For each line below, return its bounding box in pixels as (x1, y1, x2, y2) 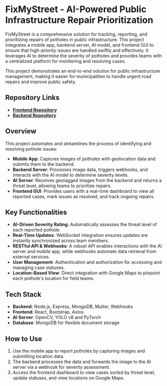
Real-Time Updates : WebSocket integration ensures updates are (12, 232, 148, 238)
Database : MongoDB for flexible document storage (12, 320, 120, 326)
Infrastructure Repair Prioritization (5, 14, 153, 26)
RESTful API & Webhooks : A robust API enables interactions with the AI (12, 243, 162, 249)
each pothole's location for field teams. (12, 275, 95, 282)
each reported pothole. (12, 227, 61, 233)
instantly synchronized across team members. (12, 237, 109, 244)
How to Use (5, 334, 43, 343)
